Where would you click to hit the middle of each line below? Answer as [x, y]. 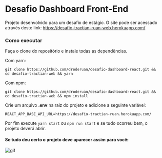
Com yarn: [16, 61]
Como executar [24, 40]
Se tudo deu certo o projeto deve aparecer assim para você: [67, 139]
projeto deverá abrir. [26, 129]
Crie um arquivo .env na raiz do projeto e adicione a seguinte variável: [76, 105]
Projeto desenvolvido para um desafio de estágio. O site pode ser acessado [81, 23]
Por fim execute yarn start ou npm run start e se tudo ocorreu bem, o [76, 123]
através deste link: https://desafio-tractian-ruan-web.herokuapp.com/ [75, 27]
